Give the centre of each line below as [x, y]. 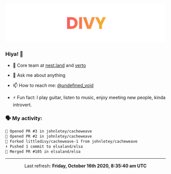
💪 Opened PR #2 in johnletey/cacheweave [49, 136]
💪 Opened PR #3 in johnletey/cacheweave [49, 131]
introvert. [22, 105]
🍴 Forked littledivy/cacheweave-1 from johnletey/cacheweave [72, 141]
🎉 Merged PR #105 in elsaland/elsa [43, 152]
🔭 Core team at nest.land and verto [49, 65]
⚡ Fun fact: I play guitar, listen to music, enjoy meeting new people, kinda [89, 97]
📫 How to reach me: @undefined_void [53, 85]
